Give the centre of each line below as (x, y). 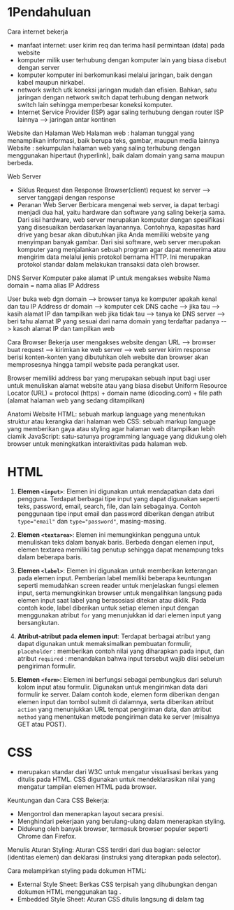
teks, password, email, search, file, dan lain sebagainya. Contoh (109, 506)
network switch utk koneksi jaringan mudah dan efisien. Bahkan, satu (117, 90)
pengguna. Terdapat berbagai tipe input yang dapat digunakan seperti (118, 498)
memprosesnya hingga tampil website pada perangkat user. (93, 364)
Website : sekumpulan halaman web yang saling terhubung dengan (104, 148)
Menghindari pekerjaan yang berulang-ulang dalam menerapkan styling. (121, 821)
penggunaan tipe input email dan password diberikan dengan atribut (116, 513)
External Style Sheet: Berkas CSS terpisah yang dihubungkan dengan (117, 884)
